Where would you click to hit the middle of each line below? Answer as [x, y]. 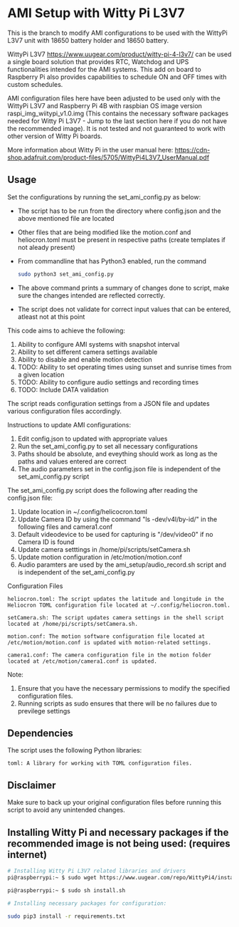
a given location [41, 375]
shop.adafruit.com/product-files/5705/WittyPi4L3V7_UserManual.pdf [108, 157]
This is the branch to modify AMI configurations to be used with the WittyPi [117, 33]
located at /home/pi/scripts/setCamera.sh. [73, 624]
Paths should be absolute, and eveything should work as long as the [118, 454]
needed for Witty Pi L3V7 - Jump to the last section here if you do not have [117, 121]
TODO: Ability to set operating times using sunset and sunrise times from [124, 367]
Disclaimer [32, 785]
